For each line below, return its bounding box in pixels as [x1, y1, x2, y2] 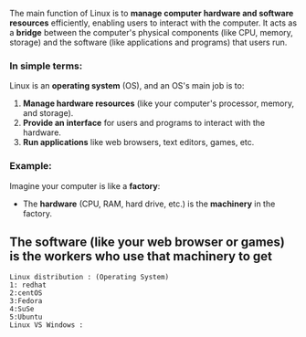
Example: [9, 160, 52, 173]
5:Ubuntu [9, 312, 43, 322]
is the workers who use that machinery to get [9, 248, 272, 264]
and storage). [22, 108, 74, 119]
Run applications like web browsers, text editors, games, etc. [22, 137, 255, 148]
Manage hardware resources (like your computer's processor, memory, [22, 98, 295, 109]
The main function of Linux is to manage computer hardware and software [9, 8, 294, 18]
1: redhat [9, 280, 47, 290]
